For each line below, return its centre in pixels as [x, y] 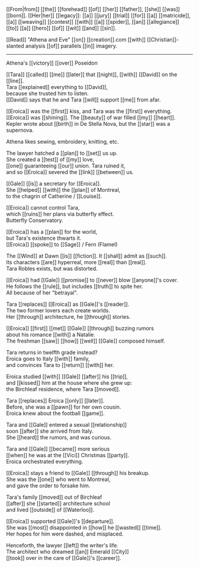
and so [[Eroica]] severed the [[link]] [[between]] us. [70, 172]
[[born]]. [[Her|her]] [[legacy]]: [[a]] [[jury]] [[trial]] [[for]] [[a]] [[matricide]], [98, 15]
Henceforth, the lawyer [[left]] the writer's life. [62, 545]
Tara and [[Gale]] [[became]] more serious [58, 449]
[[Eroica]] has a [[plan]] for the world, [52, 232]
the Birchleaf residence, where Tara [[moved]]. [63, 389]
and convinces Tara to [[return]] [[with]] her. [60, 365]
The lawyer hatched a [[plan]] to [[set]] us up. [62, 153]
